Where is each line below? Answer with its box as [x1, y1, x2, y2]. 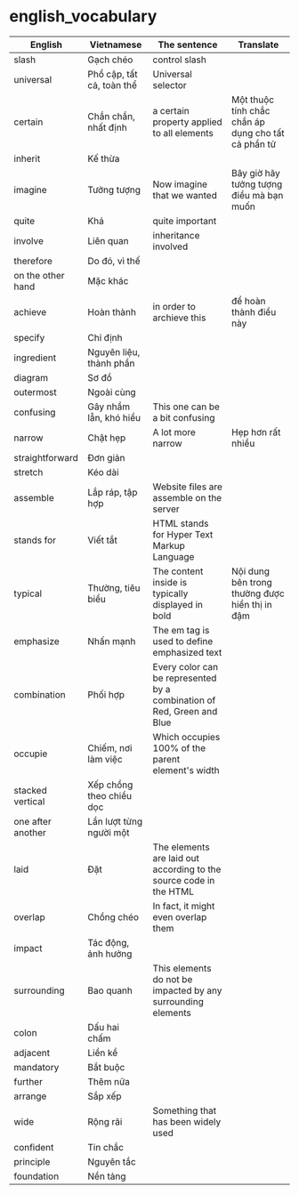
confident [13, 1141, 54, 1153]
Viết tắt [87, 534, 118, 546]
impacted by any [152, 984, 222, 996]
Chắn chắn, [87, 109, 135, 122]
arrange [13, 1090, 47, 1102]
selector [152, 78, 187, 91]
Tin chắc [87, 1141, 125, 1153]
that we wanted [152, 189, 218, 201]
